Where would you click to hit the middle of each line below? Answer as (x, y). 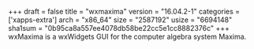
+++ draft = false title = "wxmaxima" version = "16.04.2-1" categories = (124, 11)
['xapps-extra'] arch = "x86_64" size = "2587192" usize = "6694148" (120, 20)
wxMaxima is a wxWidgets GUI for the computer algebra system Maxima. (127, 36)
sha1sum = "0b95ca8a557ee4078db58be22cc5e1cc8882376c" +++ (119, 28)
